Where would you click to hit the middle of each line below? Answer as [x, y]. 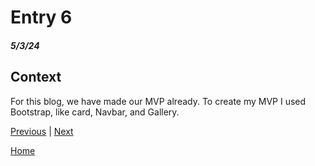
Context [36, 77]
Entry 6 [41, 17]
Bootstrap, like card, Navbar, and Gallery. [95, 112]
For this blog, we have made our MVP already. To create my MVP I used [158, 101]
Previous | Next [42, 131]
